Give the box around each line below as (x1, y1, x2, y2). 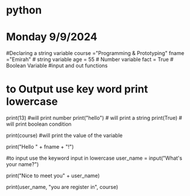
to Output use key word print (6, 82, 148, 96)
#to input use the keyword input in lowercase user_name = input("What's (6, 154, 183, 161)
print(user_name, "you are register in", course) (6, 184, 118, 191)
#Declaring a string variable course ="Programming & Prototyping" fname (6, 50, 185, 57)
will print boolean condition (6, 121, 72, 128)
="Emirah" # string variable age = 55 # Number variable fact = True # (6, 56, 174, 63)
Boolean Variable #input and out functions (6, 62, 108, 69)
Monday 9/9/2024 (6, 30, 98, 44)
